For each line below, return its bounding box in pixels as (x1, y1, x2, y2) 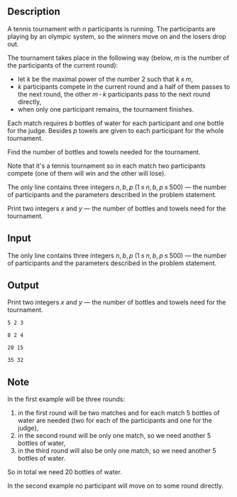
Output (7, 279, 39, 292)
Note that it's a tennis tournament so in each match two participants (7, 161, 206, 170)
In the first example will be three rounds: (7, 395, 126, 404)
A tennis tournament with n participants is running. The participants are (7, 24, 216, 33)
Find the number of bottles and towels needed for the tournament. (7, 147, 201, 156)
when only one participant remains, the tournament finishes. (17, 105, 194, 113)
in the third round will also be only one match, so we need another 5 (17, 447, 216, 455)
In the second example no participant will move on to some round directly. (7, 481, 224, 490)
